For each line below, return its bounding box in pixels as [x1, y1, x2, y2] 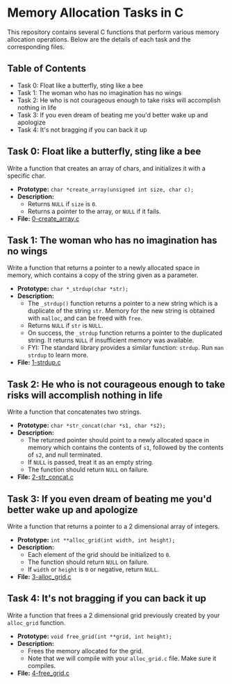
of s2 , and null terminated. [27, 451, 103, 459]
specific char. [7, 172, 47, 180]
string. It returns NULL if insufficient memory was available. [27, 336, 194, 344]
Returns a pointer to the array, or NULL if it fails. [27, 207, 161, 215]
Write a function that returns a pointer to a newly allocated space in [7, 264, 200, 272]
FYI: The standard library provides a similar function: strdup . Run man [27, 344, 224, 352]
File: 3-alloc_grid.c [17, 573, 72, 581]
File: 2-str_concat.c [17, 473, 74, 481]
